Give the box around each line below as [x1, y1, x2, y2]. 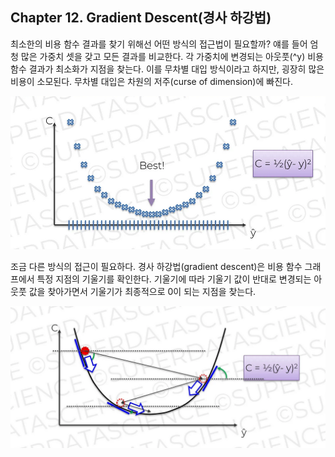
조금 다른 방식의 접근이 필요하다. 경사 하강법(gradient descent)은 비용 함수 [10, 261, 303, 273]
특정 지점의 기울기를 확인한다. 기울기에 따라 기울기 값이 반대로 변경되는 [36, 273, 312, 285]
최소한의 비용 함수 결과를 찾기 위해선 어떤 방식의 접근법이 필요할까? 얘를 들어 [10, 38, 308, 50]
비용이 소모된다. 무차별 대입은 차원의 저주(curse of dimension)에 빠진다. [10, 75, 293, 87]
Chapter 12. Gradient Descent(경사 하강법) [10, 9, 272, 27]
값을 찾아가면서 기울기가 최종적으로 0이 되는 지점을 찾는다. [28, 286, 257, 298]
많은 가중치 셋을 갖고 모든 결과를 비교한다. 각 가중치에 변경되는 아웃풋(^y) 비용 [20, 50, 324, 62]
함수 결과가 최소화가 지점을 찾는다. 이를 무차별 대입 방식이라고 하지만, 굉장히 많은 [10, 63, 325, 75]
